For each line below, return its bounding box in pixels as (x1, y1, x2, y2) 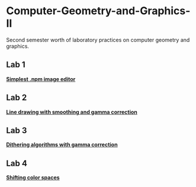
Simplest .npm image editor (6, 75, 76, 82)
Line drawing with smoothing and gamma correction (6, 108, 138, 115)
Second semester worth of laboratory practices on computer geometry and (6, 36, 190, 43)
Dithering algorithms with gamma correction (6, 141, 118, 149)
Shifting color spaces (6, 174, 60, 181)
